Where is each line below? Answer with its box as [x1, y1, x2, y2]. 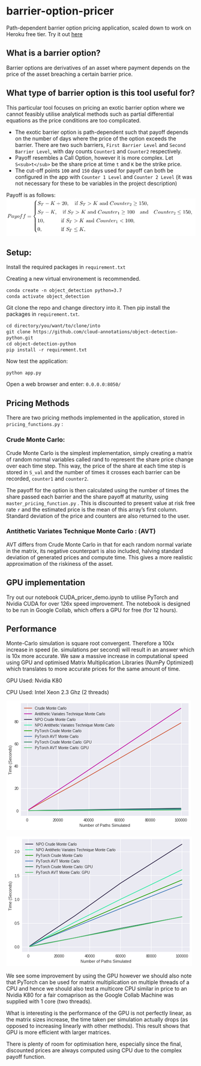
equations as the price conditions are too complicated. [6, 116, 141, 124]
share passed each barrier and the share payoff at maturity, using [6, 493, 169, 500]
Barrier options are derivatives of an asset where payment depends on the [6, 64, 190, 71]
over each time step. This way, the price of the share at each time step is [6, 462, 186, 469]
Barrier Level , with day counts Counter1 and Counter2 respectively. [14, 148, 182, 155]
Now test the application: [6, 357, 68, 365]
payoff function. [6, 1053, 46, 1061]
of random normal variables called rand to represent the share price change [6, 456, 194, 463]
